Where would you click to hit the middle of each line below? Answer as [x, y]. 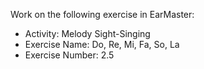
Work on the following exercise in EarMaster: [102, 14]
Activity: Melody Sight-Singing [87, 33]
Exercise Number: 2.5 [69, 55]
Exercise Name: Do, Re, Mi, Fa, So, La [102, 44]
